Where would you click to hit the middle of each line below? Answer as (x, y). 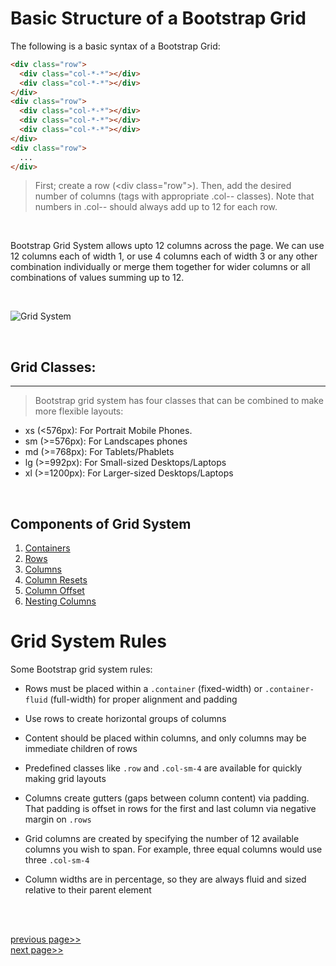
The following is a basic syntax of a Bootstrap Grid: (115, 46)
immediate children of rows (81, 748)
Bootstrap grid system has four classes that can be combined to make (179, 401)
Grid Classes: (53, 367)
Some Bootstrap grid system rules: (81, 669)
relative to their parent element (88, 890)
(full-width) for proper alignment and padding (143, 699)
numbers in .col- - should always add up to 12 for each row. (156, 207)
